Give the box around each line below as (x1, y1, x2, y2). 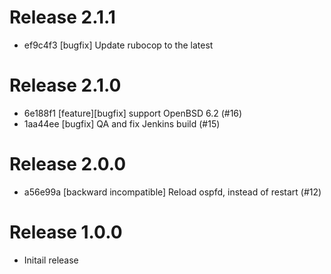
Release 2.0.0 (9, 153, 127, 176)
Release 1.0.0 (9, 221, 123, 243)
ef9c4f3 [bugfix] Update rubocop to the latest (23, 39, 214, 51)
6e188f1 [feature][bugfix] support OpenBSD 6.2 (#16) (23, 107, 243, 119)
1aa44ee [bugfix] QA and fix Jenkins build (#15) (23, 117, 221, 130)
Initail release (23, 254, 79, 266)
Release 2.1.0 (9, 74, 122, 97)
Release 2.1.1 (9, 6, 116, 29)
